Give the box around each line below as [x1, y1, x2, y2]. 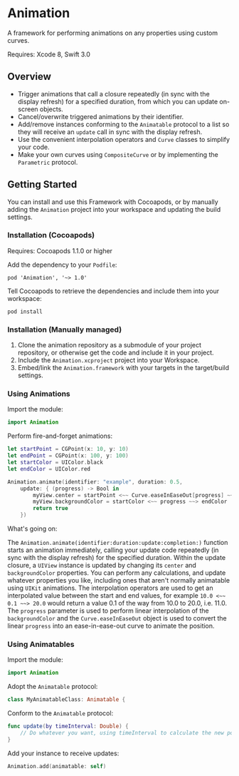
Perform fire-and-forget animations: [7, 432, 112, 440]
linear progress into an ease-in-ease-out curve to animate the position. [7, 622, 215, 630]
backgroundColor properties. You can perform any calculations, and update [7, 568, 226, 577]
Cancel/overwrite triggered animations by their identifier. [17, 112, 184, 121]
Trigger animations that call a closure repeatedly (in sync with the [17, 89, 210, 98]
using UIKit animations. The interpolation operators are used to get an [7, 583, 213, 593]
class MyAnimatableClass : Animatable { [7, 696, 126, 703]
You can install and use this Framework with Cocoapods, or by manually [7, 198, 218, 206]
